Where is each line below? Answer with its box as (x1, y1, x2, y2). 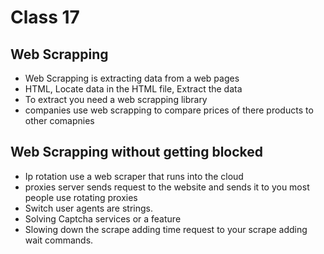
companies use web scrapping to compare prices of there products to (24, 104, 314, 116)
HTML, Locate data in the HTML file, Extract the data (24, 83, 243, 95)
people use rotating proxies (24, 191, 138, 203)
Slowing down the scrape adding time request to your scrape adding (24, 223, 308, 235)
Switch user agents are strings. (24, 202, 154, 214)
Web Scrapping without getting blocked (10, 144, 264, 161)
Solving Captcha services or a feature (24, 212, 182, 225)
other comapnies (24, 115, 95, 126)
